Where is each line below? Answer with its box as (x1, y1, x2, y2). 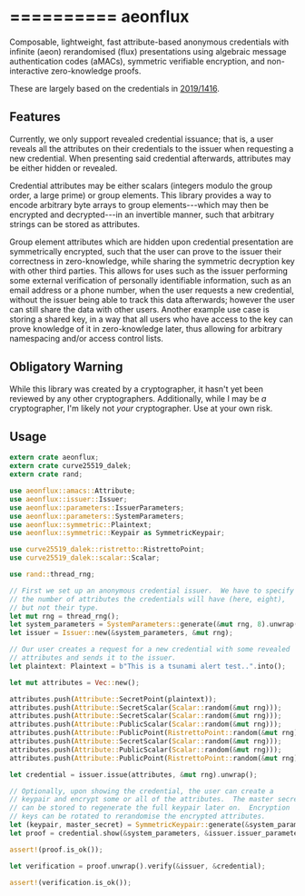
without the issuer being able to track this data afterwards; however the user (9, 294, 295, 305)
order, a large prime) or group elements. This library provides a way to (9, 189, 272, 201)
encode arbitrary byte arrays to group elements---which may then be (9, 199, 270, 210)
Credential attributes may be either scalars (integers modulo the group (9, 180, 273, 191)
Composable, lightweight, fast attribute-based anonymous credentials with (9, 36, 290, 47)
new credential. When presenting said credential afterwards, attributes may (9, 153, 291, 164)
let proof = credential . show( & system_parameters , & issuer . (9, 829, 238, 838)
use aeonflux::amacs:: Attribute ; (9, 486, 136, 495)
